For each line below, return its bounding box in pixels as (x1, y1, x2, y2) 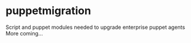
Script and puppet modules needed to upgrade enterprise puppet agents (5, 24, 186, 31)
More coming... (5, 29, 43, 37)
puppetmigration (5, 4, 91, 18)
